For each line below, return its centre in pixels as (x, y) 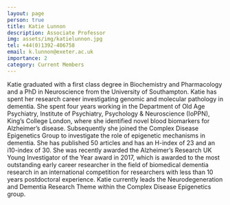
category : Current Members (46, 65)
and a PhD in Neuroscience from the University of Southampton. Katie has (112, 91)
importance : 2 (27, 58)
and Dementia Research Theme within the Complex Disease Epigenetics (109, 186)
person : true (26, 20)
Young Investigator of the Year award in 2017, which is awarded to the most (114, 157)
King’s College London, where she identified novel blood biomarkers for (108, 120)
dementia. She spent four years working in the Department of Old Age (106, 106)
